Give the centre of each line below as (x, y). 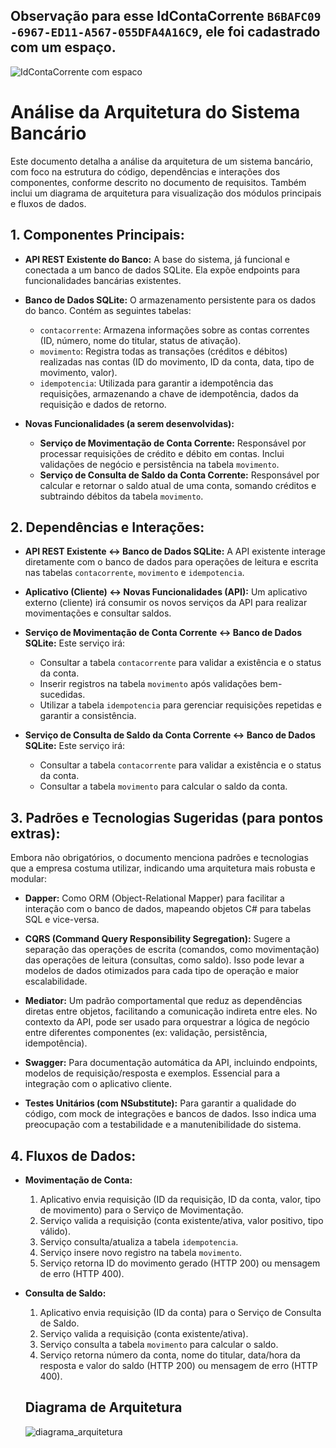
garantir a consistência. (88, 716)
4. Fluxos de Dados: (73, 1155)
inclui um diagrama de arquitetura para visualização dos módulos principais (166, 193)
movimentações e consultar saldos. (98, 613)
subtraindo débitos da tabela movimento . (121, 496)
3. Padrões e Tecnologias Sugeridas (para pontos (167, 817)
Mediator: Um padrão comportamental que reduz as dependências (163, 1001)
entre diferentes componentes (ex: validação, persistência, (146, 1033)
